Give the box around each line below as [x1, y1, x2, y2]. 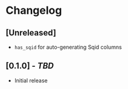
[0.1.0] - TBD [5, 61, 54, 71]
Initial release [14, 76, 48, 84]
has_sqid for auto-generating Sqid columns [14, 43, 122, 51]
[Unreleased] [5, 28, 57, 38]
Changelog [5, 4, 62, 17]
